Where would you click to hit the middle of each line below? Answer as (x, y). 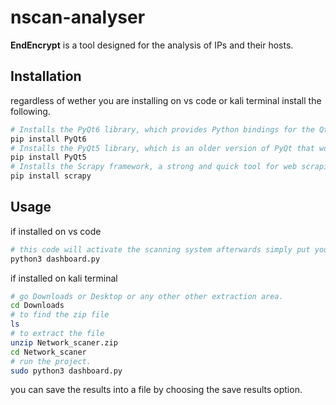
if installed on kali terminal (64, 278)
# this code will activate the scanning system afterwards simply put (160, 249)
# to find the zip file (60, 315)
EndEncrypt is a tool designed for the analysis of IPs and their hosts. (152, 45)
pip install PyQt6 (48, 139)
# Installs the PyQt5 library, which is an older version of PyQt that (162, 148)
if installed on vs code (56, 231)
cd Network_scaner (48, 352)
